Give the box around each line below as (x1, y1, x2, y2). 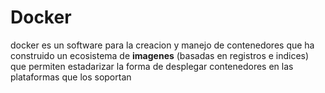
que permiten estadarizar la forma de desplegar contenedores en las (10, 60, 294, 72)
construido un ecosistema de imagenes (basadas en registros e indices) (10, 49, 310, 61)
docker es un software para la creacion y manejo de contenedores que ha (10, 39, 315, 51)
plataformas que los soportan (10, 71, 132, 83)
